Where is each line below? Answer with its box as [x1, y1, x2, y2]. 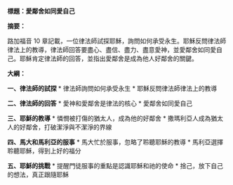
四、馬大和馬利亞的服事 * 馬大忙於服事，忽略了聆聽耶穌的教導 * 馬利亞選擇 [7, 138, 223, 146]
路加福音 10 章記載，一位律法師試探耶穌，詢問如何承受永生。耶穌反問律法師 [7, 37, 227, 45]
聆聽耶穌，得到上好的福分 [7, 147, 81, 155]
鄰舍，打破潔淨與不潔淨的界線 [25, 123, 112, 131]
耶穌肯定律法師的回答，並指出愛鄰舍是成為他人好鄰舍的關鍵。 [19, 54, 198, 63]
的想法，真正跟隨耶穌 [7, 170, 69, 179]
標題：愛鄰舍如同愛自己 [7, 7, 75, 15]
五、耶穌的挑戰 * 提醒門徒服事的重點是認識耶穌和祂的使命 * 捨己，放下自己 [7, 162, 223, 170]
